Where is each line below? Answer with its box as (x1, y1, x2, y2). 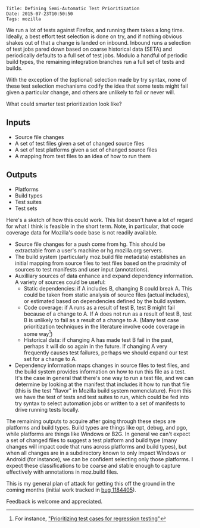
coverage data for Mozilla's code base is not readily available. (6, 229, 158, 236)
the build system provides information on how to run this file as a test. (14, 368, 186, 375)
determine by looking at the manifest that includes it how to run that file (14, 381, 190, 388)
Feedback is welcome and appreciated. (6, 498, 103, 505)
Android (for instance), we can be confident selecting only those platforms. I (6, 456, 193, 463)
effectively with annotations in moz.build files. (6, 468, 119, 475)
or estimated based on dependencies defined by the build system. (23, 297, 186, 304)
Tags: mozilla (6, 16, 42, 22)
